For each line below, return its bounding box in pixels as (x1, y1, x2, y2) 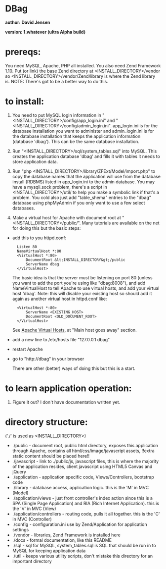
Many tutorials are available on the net (82, 220, 160, 226)
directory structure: (5, 416, 88, 427)
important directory (12, 558, 52, 564)
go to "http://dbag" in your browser (12, 356, 84, 362)
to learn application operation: (5, 383, 132, 394)
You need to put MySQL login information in (12, 112, 101, 118)
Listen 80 (17, 244, 37, 249)
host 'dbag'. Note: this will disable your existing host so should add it (12, 290, 152, 296)
